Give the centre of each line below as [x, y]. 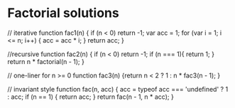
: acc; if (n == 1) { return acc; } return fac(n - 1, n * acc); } [91, 97]
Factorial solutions [63, 13]
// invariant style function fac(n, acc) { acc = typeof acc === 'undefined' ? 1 [118, 89]
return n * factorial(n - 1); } [46, 61]
